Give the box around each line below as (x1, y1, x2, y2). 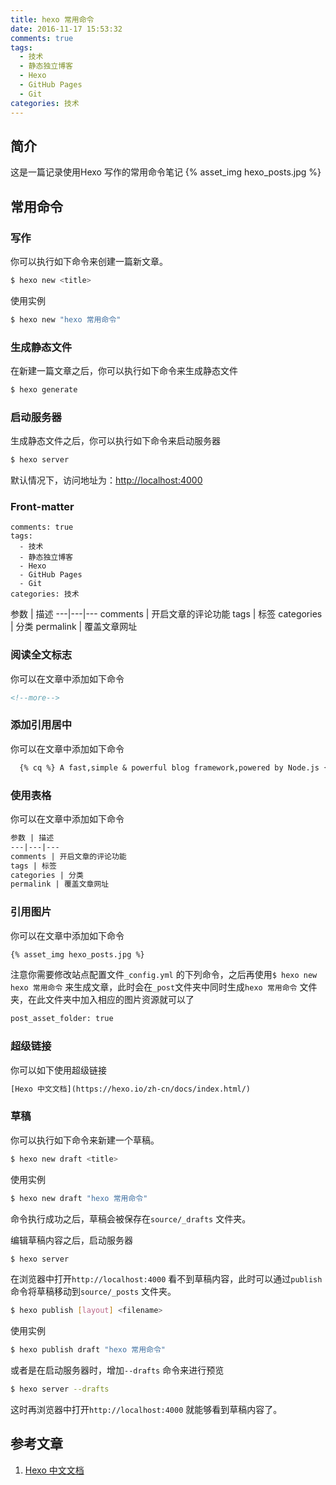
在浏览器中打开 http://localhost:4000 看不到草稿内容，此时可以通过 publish (10, 1273, 323, 1285)
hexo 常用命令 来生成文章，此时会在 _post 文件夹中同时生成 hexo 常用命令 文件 (10, 981, 318, 993)
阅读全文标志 (10, 648, 73, 662)
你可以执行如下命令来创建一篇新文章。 (10, 256, 168, 267)
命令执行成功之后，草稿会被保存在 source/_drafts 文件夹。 (10, 1212, 252, 1225)
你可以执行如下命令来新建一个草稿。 (10, 1134, 160, 1146)
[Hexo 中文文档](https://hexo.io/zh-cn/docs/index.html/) (10, 1084, 252, 1094)
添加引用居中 (10, 718, 73, 732)
